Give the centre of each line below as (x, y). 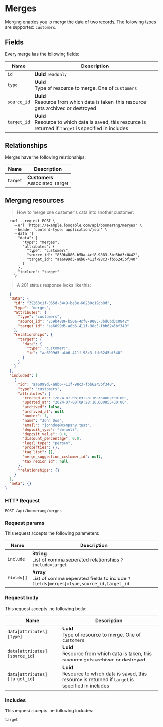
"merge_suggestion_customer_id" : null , (63, 457)
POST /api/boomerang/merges (33, 511)
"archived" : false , (42, 407)
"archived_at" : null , (44, 412)
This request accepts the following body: (46, 608)
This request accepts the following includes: (49, 711)
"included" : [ (24, 376)
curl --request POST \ (32, 221)
